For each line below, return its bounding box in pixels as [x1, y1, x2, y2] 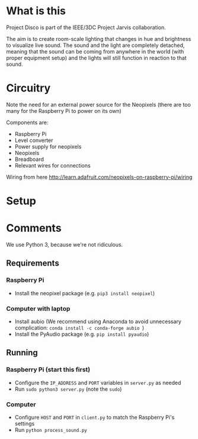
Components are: [6, 119, 49, 126]
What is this [6, 4, 66, 18]
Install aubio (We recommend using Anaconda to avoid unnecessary [14, 318, 182, 325]
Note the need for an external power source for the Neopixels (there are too [6, 101, 191, 108]
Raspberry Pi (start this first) [6, 365, 91, 374]
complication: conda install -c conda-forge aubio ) [14, 324, 145, 331]
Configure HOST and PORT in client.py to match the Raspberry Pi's [14, 413, 175, 421]
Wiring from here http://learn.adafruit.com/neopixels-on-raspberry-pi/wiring [6, 173, 193, 181]
